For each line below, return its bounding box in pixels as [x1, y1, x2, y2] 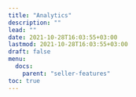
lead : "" [8, 26, 37, 34]
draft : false [8, 48, 51, 56]
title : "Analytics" [8, 11, 72, 20]
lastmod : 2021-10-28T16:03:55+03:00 [8, 41, 128, 48]
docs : [15, 63, 34, 70]
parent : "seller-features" [22, 70, 111, 77]
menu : [8, 56, 26, 63]
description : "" [8, 19, 61, 27]
